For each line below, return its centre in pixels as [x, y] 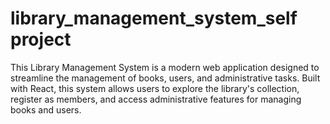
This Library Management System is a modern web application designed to [165, 67]
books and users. [46, 109]
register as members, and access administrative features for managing [156, 99]
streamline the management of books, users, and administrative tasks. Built [165, 78]
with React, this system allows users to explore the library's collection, [155, 88]
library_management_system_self [154, 18]
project [41, 39]
